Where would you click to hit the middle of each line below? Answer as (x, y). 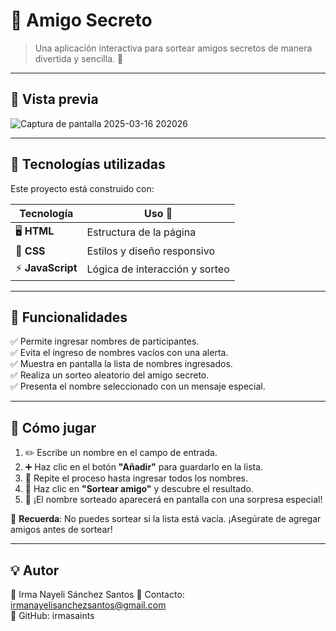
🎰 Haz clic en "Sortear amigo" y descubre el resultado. (139, 489)
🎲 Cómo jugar (53, 427)
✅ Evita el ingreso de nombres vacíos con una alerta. (119, 353)
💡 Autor (35, 570)
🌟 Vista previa (54, 99)
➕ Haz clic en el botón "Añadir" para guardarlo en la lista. (144, 467)
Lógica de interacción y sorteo (158, 269)
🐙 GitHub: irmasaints (52, 615)
